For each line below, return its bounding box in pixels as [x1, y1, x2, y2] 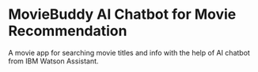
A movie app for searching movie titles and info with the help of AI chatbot [8, 48, 251, 57]
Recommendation [8, 22, 127, 40]
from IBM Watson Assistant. [8, 56, 99, 66]
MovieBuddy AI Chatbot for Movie [8, 5, 237, 23]
